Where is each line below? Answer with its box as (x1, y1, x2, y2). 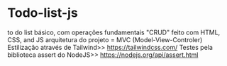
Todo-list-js (7, 5, 78, 21)
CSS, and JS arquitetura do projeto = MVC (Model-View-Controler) (7, 35, 203, 44)
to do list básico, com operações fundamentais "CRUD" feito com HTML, (7, 28, 221, 37)
